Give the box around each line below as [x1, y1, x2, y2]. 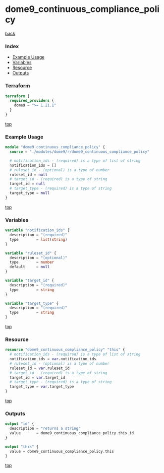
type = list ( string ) [9, 237, 68, 242]
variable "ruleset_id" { [5, 251, 56, 256]
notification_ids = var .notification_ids [9, 356, 97, 362]
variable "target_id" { [5, 278, 55, 283]
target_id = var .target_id [9, 375, 65, 380]
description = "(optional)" [9, 255, 68, 260]
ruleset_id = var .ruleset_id [9, 366, 70, 371]
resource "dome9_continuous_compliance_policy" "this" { [5, 347, 125, 352]
